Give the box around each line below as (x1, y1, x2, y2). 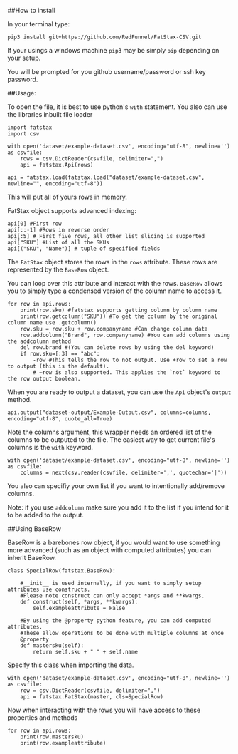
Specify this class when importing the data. (7, 661, 134, 669)
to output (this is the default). (7, 363, 110, 370)
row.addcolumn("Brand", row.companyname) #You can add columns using (20, 331, 231, 339)
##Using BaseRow (7, 525, 62, 533)
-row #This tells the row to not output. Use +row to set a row (33, 356, 227, 363)
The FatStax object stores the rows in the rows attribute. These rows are (7, 258, 218, 266)
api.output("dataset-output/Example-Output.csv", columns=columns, (7, 409, 212, 416)
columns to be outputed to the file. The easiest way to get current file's (7, 435, 215, 444)
